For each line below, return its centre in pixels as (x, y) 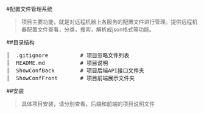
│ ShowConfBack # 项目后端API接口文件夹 (76, 71)
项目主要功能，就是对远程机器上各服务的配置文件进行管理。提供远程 (107, 22)
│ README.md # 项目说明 (57, 63)
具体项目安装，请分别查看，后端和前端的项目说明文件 (88, 104)
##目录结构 (20, 42)
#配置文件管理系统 (30, 9)
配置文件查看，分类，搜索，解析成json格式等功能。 (91, 29)
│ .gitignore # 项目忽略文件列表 (68, 56)
